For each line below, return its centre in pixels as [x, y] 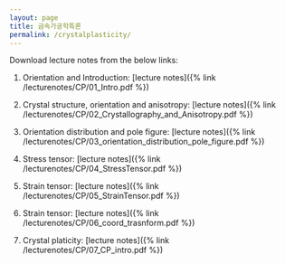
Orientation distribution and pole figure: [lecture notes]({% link [139, 132]
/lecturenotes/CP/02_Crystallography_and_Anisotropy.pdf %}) [138, 115]
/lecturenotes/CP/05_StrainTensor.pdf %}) [101, 196]
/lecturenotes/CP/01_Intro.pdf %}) [85, 88]
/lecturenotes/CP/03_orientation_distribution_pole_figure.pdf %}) [143, 142]
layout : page [34, 18]
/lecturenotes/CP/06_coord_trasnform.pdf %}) [109, 223]
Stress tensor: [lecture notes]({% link [91, 159]
